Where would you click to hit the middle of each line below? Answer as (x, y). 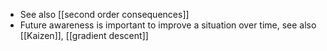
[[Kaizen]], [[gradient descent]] (84, 35)
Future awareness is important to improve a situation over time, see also (168, 25)
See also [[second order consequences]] (104, 14)
